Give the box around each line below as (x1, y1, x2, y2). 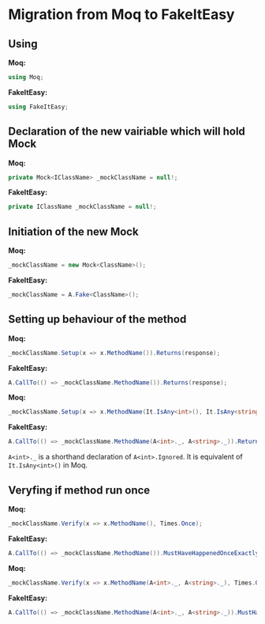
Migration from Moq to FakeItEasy (8, 6, 235, 24)
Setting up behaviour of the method (8, 312, 187, 326)
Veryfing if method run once (8, 483, 151, 497)
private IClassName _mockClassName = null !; (8, 203, 157, 211)
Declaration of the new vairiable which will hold (8, 125, 246, 138)
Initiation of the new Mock (8, 225, 140, 238)
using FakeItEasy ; (8, 103, 69, 111)
